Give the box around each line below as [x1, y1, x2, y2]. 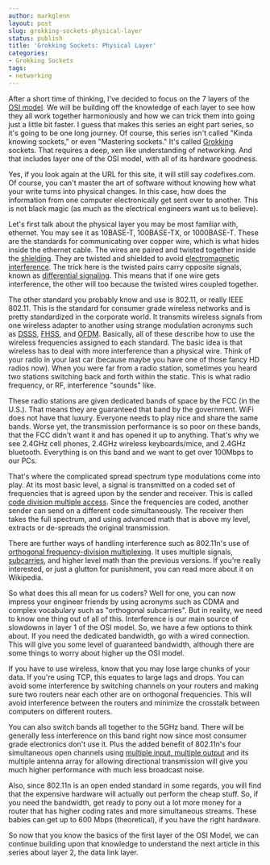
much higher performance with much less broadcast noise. [8, 764, 205, 774]
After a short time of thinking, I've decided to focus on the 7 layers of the [8, 93, 250, 103]
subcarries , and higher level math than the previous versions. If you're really [8, 555, 261, 565]
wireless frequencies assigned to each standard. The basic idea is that [8, 337, 243, 347]
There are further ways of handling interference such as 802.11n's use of [8, 538, 250, 548]
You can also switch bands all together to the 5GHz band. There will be [8, 722, 244, 731]
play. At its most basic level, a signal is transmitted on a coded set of [8, 480, 235, 490]
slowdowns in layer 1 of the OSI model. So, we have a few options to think [8, 622, 252, 632]
